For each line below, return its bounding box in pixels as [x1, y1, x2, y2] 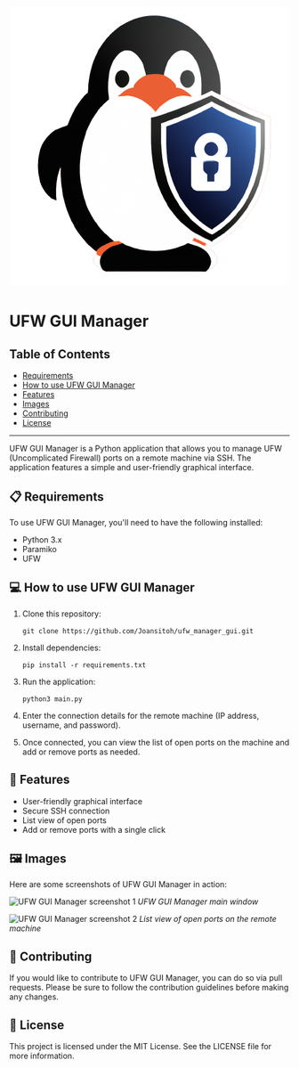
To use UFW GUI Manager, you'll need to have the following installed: [9, 518, 263, 527]
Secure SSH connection [21, 805, 110, 816]
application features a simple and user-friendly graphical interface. [9, 462, 255, 473]
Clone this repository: [21, 608, 101, 619]
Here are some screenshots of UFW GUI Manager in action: [9, 879, 227, 890]
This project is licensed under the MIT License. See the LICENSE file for [9, 1041, 272, 1052]
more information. [9, 1050, 75, 1062]
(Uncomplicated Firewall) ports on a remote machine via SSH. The [9, 452, 252, 463]
